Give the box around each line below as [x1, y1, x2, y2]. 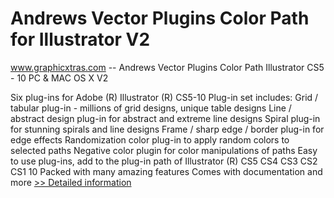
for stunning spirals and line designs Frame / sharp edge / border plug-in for [10, 123, 325, 135]
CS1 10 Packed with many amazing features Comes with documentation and [10, 165, 323, 177]
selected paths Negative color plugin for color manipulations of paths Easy [10, 144, 318, 156]
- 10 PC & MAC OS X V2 [10, 72, 109, 84]
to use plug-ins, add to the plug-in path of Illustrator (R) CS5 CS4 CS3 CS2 [10, 155, 318, 167]
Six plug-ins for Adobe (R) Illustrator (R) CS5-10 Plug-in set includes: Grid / [10, 91, 319, 103]
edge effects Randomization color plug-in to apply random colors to [10, 133, 290, 146]
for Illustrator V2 [10, 28, 151, 51]
